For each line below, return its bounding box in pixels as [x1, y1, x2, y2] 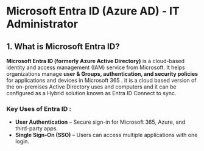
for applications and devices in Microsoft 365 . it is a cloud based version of [6, 77, 197, 84]
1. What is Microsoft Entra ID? [6, 41, 120, 52]
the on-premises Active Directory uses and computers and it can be [6, 83, 177, 90]
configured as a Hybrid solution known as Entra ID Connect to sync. [6, 90, 177, 96]
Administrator [6, 17, 78, 31]
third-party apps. [15, 125, 58, 132]
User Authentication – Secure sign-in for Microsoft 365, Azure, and [15, 118, 186, 126]
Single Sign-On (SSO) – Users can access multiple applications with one [15, 132, 198, 139]
